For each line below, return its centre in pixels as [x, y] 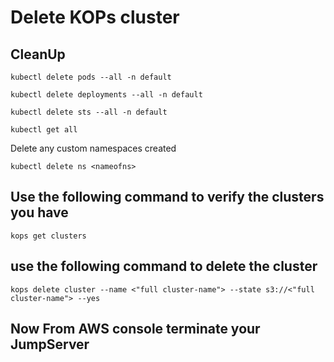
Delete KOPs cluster [95, 17]
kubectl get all [44, 130]
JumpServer [50, 344]
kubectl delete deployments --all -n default [106, 95]
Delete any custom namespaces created [93, 148]
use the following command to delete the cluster [164, 266]
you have [39, 212]
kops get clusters [48, 236]
